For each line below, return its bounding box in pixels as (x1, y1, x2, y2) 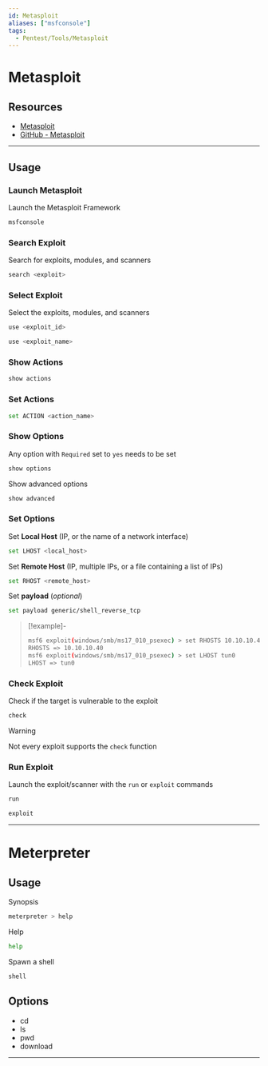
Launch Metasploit (8, 185, 82, 196)
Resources (8, 100, 63, 114)
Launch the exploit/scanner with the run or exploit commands (8, 780, 214, 789)
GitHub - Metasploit (19, 130, 85, 140)
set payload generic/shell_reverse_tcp (8, 607, 141, 615)
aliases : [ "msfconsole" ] (8, 19, 91, 27)
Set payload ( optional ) (8, 591, 83, 601)
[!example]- (27, 621, 67, 631)
